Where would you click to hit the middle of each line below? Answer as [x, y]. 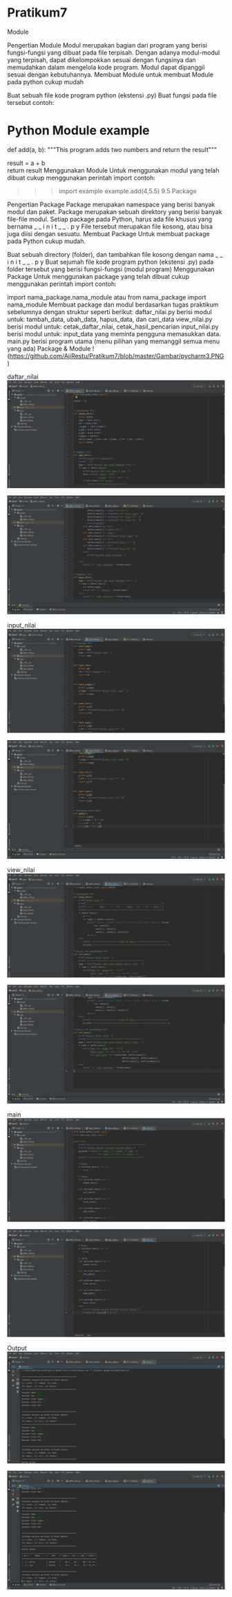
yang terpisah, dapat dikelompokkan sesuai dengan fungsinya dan [102, 59]
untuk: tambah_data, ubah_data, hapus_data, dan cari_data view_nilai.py [110, 319]
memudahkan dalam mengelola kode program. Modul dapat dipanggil [106, 67]
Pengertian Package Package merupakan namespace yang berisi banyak [111, 204]
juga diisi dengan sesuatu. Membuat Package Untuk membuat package [108, 233]
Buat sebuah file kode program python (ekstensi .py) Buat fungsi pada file [112, 95]
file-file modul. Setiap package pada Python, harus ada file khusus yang [110, 219]
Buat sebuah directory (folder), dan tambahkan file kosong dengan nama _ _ [115, 254]
